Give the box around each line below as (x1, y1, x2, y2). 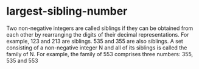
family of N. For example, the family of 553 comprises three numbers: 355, (6, 50, 194, 57)
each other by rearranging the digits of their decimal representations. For (6, 31, 190, 38)
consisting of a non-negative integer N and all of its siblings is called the (6, 44, 187, 51)
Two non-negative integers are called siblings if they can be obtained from (6, 24, 194, 32)
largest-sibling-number (6, 4, 128, 18)
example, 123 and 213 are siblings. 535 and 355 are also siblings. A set (6, 37, 184, 45)
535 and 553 (6, 57, 38, 64)
